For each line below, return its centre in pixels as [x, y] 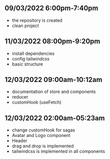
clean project [25, 25]
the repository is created [37, 20]
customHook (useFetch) [37, 102]
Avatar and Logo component [41, 135]
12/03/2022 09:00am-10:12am [54, 80]
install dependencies [33, 53]
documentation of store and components [54, 91]
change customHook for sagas [43, 130]
